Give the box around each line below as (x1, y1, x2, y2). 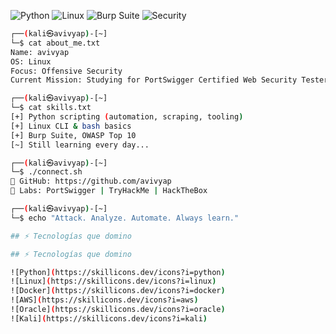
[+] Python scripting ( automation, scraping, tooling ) (10, 112, 244, 122)
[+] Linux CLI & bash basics (10, 121, 132, 131)
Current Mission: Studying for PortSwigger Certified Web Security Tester (10, 75, 329, 85)
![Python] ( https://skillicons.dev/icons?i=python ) (10, 267, 226, 277)
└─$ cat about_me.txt (10, 38, 101, 48)
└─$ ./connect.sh (10, 167, 83, 177)
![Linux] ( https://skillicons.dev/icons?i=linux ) (10, 276, 217, 287)
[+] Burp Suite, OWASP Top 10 (10, 130, 137, 140)
